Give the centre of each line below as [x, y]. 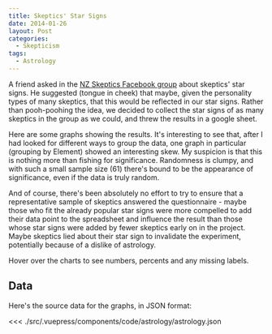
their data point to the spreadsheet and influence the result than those [125, 219]
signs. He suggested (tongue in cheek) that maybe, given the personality [130, 92]
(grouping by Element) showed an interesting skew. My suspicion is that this [135, 152]
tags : [17, 54]
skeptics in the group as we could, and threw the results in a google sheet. [133, 118]
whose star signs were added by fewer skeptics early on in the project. [127, 227]
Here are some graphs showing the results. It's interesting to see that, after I [136, 134]
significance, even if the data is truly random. [84, 177]
